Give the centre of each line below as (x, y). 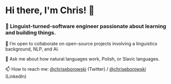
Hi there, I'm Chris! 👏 (50, 10)
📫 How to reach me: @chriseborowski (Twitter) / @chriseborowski (76, 69)
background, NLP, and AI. (32, 49)
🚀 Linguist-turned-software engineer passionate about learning (86, 26)
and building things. (31, 33)
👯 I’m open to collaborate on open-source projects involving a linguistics (81, 44)
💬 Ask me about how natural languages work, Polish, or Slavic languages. (82, 59)
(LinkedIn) (16, 76)
